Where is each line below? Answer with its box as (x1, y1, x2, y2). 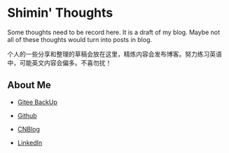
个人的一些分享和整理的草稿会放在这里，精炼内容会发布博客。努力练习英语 (7, 50, 222, 58)
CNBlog (17, 124, 41, 133)
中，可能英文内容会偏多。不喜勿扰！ (7, 58, 112, 67)
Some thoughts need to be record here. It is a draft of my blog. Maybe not (7, 28, 221, 36)
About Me (7, 79, 51, 92)
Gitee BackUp (17, 98, 58, 106)
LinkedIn (17, 138, 43, 147)
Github (17, 111, 37, 119)
